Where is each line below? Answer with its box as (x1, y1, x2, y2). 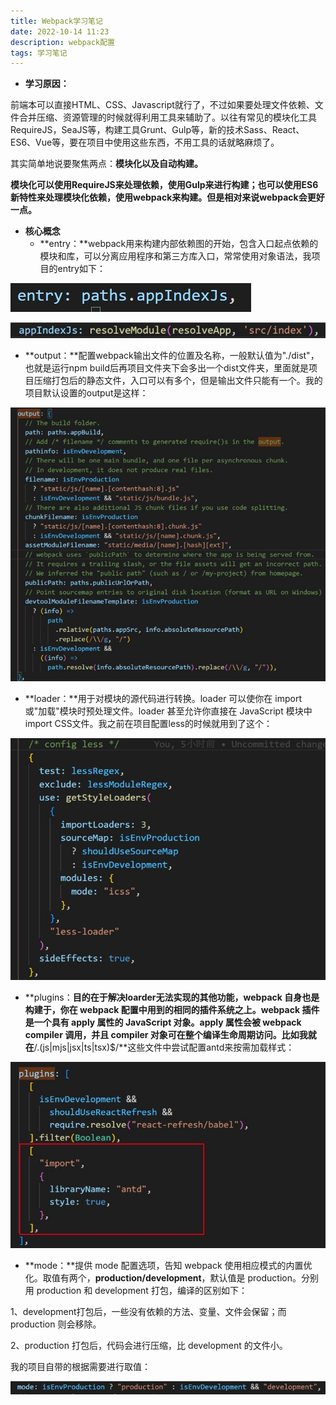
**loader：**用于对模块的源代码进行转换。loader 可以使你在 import (24, 692, 302, 704)
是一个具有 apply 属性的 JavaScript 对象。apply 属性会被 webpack (24, 1016, 302, 1029)
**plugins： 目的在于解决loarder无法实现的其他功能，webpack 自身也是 (24, 991, 320, 1004)
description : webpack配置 (10, 37, 115, 47)
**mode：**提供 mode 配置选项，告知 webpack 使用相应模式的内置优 (24, 1259, 313, 1271)
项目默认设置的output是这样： (24, 386, 149, 399)
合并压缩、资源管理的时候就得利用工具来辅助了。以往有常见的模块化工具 (18, 111, 317, 124)
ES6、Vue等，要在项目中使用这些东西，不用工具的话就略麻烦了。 (10, 136, 280, 149)
